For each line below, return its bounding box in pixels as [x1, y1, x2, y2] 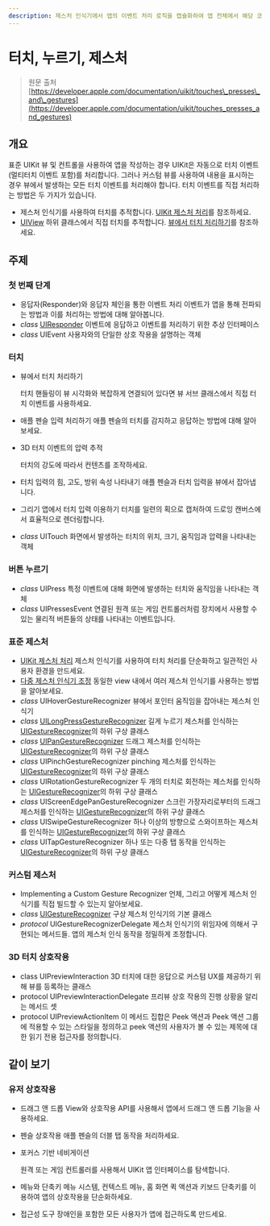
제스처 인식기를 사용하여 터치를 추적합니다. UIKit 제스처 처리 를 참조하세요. [19, 207, 251, 217]
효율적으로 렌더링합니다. [28, 515, 105, 524]
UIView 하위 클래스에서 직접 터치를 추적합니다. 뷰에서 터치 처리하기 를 [19, 217, 238, 227]
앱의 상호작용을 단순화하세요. [41, 1192, 133, 1202]
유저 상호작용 [8, 1083, 56, 1095]
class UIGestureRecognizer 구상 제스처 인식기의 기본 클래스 [19, 909, 212, 919]
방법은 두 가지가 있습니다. [16, 190, 97, 200]
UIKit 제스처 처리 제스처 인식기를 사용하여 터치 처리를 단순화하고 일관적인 [19, 656, 250, 665]
